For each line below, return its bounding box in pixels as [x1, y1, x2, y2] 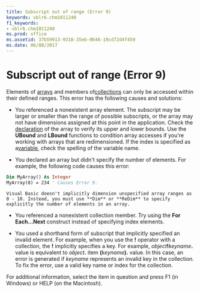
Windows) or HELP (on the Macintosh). [6, 279, 103, 287]
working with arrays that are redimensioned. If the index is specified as [14, 138, 191, 145]
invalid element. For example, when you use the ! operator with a [14, 236, 175, 243]
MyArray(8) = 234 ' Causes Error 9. [6, 180, 98, 186]
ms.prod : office [6, 31, 47, 37]
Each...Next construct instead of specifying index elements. [14, 217, 165, 225]
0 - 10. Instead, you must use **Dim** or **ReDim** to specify [6, 196, 171, 202]
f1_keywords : [6, 20, 39, 26]
